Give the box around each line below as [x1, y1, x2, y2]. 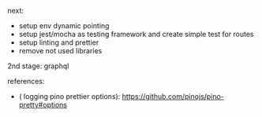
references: [7, 77, 45, 86]
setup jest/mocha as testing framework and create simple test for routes [18, 30, 254, 38]
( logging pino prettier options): [18, 92, 121, 101]
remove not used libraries [18, 46, 103, 55]
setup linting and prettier [18, 38, 99, 47]
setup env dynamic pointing [18, 21, 110, 30]
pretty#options [18, 101, 68, 109]
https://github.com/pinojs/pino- [122, 92, 224, 101]
